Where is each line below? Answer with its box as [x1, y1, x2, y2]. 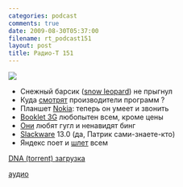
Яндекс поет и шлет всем [19, 138, 109, 148]
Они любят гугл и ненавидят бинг [19, 121, 136, 130]
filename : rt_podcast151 [8, 34, 92, 43]
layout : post [8, 42, 52, 50]
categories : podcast [8, 11, 78, 20]
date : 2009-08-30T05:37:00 [8, 27, 99, 35]
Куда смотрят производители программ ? [19, 95, 165, 105]
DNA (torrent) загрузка [8, 154, 86, 163]
